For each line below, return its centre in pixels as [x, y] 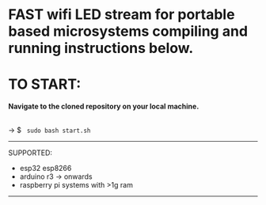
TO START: [45, 84]
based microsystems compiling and [128, 31]
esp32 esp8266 [46, 169]
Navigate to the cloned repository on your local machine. [104, 106]
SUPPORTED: [30, 153]
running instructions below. [101, 48]
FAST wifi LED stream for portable [122, 15]
